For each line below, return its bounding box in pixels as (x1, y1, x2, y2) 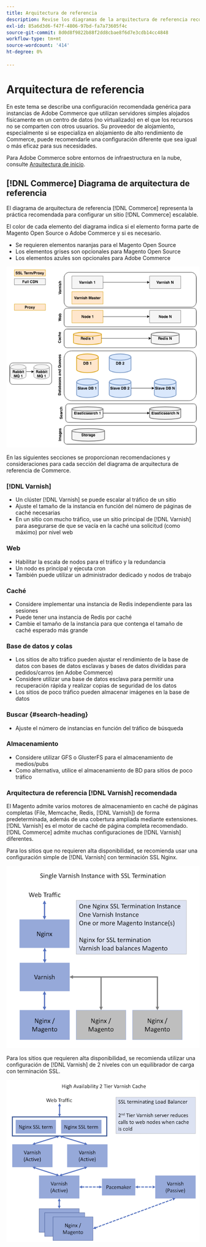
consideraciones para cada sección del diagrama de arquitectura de (6, 460, 179, 468)
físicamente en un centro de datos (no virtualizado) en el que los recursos (6, 116, 193, 123)
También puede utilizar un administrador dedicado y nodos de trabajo (15, 571, 192, 578)
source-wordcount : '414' (6, 42, 70, 49)
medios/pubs (15, 760, 49, 768)
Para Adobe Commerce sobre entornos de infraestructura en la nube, (6, 154, 182, 161)
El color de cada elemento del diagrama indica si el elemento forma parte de (6, 222, 199, 230)
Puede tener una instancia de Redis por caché (15, 613, 132, 621)
